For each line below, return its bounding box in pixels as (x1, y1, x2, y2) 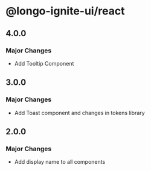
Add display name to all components (14, 158, 106, 166)
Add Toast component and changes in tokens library (14, 109, 146, 116)
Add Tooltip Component (14, 60, 74, 67)
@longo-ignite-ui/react (5, 4, 125, 18)
